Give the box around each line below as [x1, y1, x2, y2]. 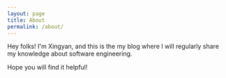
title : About [7, 17, 45, 24]
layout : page [7, 10, 45, 17]
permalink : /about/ [7, 23, 64, 30]
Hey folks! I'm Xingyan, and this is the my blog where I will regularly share [7, 42, 220, 51]
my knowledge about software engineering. [7, 49, 133, 58]
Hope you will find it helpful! [7, 63, 88, 72]
